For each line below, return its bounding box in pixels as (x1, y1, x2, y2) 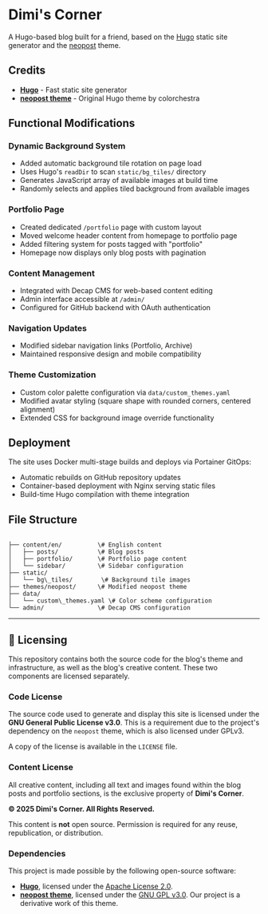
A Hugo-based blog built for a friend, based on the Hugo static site (8, 32, 228, 42)
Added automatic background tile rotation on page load (19, 158, 202, 169)
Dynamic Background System (8, 141, 126, 152)
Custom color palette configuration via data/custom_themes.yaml (19, 387, 231, 397)
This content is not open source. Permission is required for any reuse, (8, 819, 238, 829)
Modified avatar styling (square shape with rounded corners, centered (19, 395, 251, 405)
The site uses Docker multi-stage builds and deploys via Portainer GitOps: (8, 457, 251, 467)
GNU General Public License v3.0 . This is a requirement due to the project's (8, 717, 260, 728)
